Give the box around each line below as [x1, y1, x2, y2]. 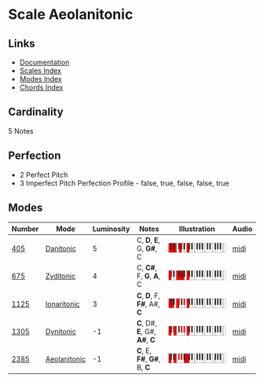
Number [11, 224, 39, 233]
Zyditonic [46, 271, 76, 281]
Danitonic [46, 244, 77, 253]
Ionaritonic [46, 299, 80, 308]
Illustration [178, 224, 215, 233]
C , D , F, [136, 291, 161, 300]
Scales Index [19, 66, 61, 75]
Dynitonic [46, 326, 77, 336]
